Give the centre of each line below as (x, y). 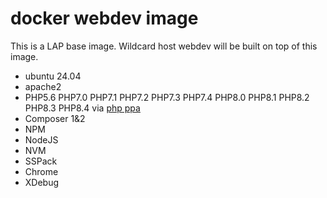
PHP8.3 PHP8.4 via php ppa (82, 108)
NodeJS (41, 139)
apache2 (43, 86)
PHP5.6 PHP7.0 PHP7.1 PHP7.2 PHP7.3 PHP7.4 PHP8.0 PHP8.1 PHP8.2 (167, 97)
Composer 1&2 (55, 118)
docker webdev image (104, 18)
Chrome (41, 171)
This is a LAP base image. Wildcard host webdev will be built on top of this (164, 46)
